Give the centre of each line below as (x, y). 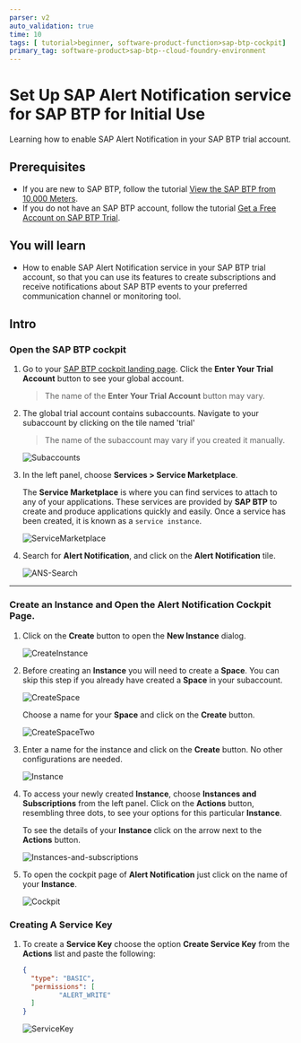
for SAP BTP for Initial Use (107, 114)
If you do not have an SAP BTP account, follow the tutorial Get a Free (149, 208)
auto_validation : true (52, 26)
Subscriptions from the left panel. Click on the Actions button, (138, 803)
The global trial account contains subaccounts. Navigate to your (141, 413)
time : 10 (26, 34)
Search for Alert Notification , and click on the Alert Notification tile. (149, 556)
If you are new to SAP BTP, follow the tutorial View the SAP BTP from (149, 188)
